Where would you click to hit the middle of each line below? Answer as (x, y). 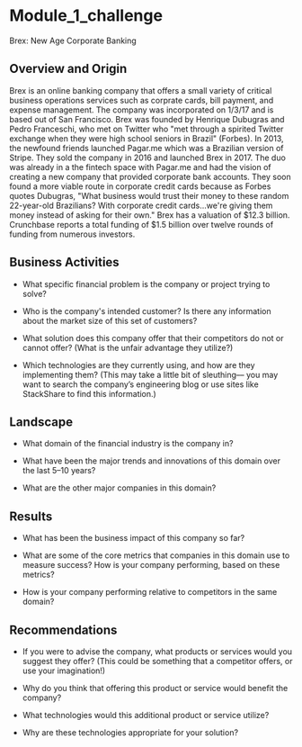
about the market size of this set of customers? (110, 320)
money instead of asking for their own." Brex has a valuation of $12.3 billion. (150, 215)
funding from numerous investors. (72, 234)
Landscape (41, 422)
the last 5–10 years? (59, 471)
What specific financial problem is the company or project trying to (146, 283)
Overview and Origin (68, 69)
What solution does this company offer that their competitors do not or (153, 337)
